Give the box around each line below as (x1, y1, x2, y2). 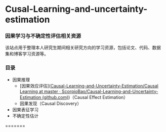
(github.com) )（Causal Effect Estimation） (42, 94, 128, 100)
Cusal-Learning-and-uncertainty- (5, 3, 148, 15)
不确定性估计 (12, 113, 39, 119)
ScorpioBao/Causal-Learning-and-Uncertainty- (61, 88, 159, 94)
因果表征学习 (12, 106, 39, 112)
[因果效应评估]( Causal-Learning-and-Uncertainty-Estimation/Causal (19, 83, 159, 88)
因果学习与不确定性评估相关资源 (5, 33, 82, 40)
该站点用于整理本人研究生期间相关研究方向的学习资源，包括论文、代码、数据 (5, 44, 161, 50)
